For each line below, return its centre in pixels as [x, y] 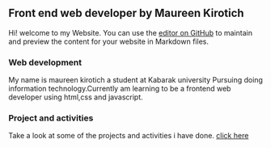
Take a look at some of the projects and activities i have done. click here [129, 136]
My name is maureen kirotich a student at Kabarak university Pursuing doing [135, 80]
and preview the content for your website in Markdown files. [108, 41]
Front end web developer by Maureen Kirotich [126, 13]
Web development [45, 62]
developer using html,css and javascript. [76, 97]
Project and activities [51, 118]
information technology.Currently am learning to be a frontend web [120, 89]
